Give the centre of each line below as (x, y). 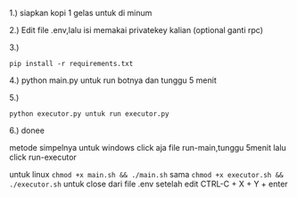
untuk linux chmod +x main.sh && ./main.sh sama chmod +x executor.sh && (146, 174)
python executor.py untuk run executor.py (89, 114)
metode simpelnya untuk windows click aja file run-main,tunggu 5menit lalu (148, 148)
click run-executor (43, 157)
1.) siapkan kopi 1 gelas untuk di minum (81, 13)
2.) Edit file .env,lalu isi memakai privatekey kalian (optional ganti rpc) (136, 30)
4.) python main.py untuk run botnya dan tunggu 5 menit (113, 80)
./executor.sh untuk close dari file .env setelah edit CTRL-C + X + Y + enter (148, 184)
